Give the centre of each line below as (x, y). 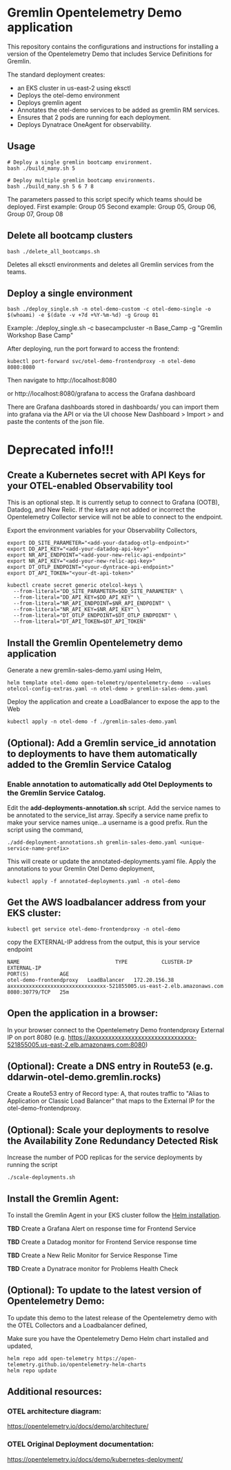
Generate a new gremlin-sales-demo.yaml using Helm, (85, 670)
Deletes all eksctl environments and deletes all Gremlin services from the (111, 264)
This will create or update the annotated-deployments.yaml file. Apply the (112, 861)
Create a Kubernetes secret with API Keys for (106, 475)
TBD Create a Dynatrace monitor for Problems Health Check (93, 1268)
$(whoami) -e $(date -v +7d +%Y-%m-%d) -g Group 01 (83, 316)
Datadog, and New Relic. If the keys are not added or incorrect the (101, 510)
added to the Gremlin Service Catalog (89, 764)
